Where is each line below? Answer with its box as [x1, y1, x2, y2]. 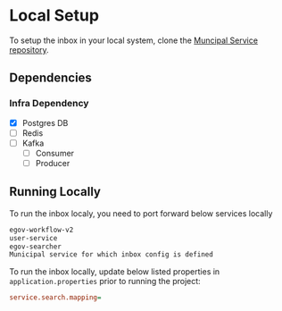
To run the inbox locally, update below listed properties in [9, 266, 220, 277]
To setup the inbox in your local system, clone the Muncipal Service [9, 35, 259, 46]
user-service [9, 233, 58, 242]
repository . [9, 44, 49, 55]
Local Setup [9, 5, 100, 26]
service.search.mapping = [9, 293, 102, 302]
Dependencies [9, 71, 92, 86]
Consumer [35, 147, 74, 158]
